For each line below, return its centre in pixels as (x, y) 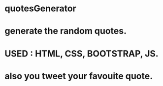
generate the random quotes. (65, 31)
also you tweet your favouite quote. (79, 76)
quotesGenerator (41, 9)
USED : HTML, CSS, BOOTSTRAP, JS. (81, 53)
